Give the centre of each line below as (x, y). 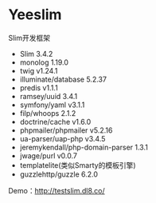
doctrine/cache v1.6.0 (55, 121)
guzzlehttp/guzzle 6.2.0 (58, 174)
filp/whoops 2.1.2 (48, 113)
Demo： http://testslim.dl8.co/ (57, 190)
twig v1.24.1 (39, 70)
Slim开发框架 (29, 38)
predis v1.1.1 (39, 88)
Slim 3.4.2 (36, 54)
